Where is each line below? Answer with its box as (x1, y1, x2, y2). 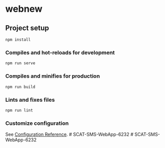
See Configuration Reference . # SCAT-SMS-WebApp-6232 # (5, 132, 134, 138)
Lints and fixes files (5, 96, 55, 103)
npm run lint (5, 107, 33, 113)
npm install (5, 37, 31, 42)
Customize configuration (5, 119, 69, 126)
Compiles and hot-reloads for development (5, 49, 115, 56)
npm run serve (5, 61, 36, 66)
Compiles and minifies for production (5, 72, 100, 80)
